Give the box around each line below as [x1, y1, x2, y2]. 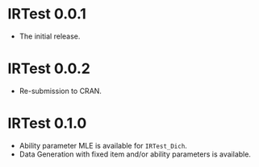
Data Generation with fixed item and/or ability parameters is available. [19, 149, 252, 159]
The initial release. [19, 31, 81, 41]
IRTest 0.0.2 [7, 59, 90, 78]
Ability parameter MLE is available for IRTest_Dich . [19, 141, 187, 150]
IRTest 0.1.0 [7, 114, 87, 132]
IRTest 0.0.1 [7, 5, 86, 23]
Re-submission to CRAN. [19, 86, 102, 96]
